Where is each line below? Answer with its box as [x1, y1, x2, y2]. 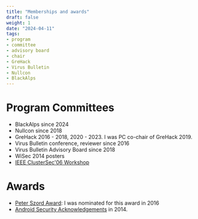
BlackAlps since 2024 [14, 121, 69, 128]
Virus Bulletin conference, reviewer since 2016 [14, 140, 130, 147]
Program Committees [6, 101, 115, 115]
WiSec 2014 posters [14, 153, 65, 160]
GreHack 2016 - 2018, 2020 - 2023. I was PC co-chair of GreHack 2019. [14, 134, 193, 141]
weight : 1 [6, 20, 31, 26]
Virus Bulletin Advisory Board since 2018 [14, 146, 115, 153]
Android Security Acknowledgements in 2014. [14, 206, 128, 212]
